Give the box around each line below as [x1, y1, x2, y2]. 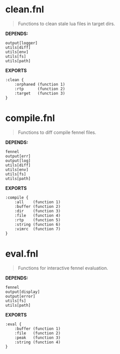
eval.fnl [5, 248, 38, 260]
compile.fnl [5, 112, 55, 124]
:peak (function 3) [14, 335, 61, 340]
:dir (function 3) [14, 208, 61, 213]
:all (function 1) [14, 199, 61, 205]
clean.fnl [5, 4, 45, 15]
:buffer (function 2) [14, 204, 61, 209]
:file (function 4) [14, 213, 61, 218]
